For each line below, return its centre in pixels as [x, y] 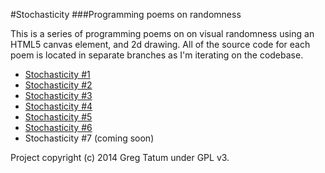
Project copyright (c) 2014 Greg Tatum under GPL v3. [120, 157]
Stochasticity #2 [58, 85]
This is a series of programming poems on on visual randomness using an [162, 33]
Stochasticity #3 [58, 95]
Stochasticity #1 [57, 74]
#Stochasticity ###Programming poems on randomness [126, 14]
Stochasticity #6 [58, 127]
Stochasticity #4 [58, 106]
